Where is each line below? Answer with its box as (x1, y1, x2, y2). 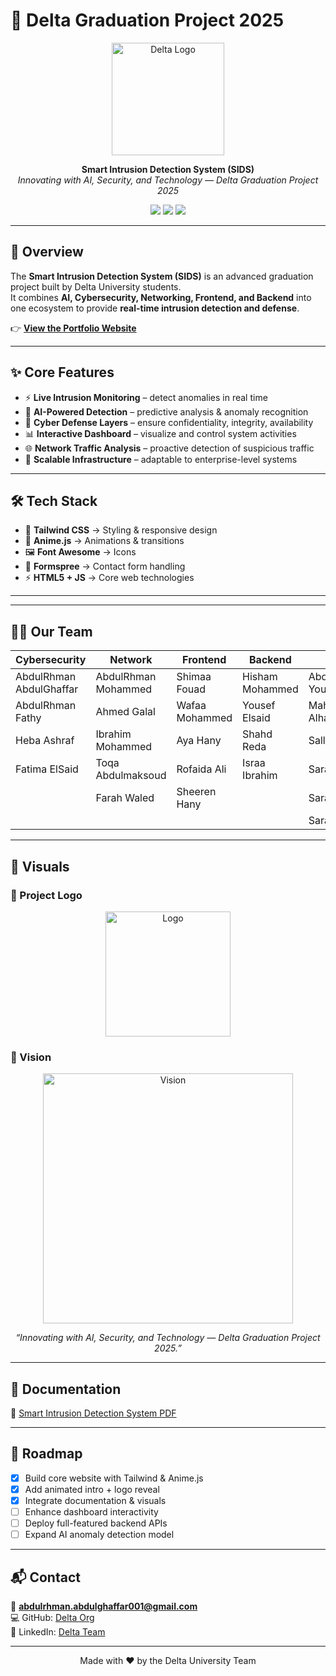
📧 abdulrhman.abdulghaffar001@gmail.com (10, 1600, 198, 1612)
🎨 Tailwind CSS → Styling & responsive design (24, 524, 218, 536)
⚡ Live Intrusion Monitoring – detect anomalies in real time (24, 391, 268, 403)
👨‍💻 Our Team (10, 623, 93, 640)
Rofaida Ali (176, 762, 227, 776)
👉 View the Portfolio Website (10, 322, 137, 334)
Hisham (242, 670, 278, 684)
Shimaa (176, 670, 212, 684)
